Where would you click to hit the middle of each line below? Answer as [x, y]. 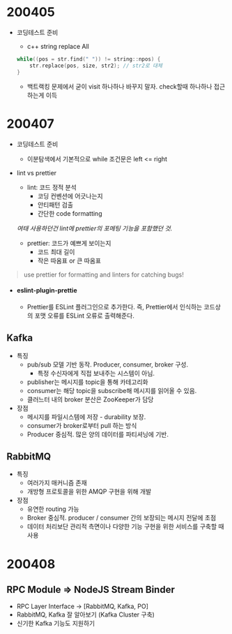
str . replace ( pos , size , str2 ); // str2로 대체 [96, 66]
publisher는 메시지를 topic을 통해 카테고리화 [87, 382]
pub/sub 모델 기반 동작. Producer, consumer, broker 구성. [108, 364]
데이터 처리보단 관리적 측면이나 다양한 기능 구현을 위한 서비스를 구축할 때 [125, 526]
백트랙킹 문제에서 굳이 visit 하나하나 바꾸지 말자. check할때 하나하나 [119, 86]
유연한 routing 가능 [53, 509]
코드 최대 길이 [56, 251]
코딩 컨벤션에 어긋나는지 [70, 196]
